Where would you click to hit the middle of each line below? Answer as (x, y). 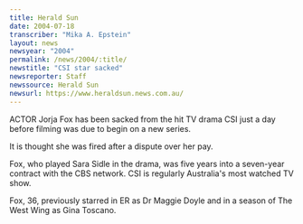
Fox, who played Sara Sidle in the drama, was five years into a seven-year (147, 163)
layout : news (34, 43)
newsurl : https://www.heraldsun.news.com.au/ (96, 93)
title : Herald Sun (44, 18)
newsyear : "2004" (42, 51)
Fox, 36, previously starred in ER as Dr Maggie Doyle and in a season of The (151, 201)
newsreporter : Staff (48, 77)
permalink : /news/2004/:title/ (68, 60)
